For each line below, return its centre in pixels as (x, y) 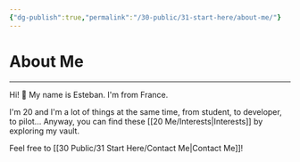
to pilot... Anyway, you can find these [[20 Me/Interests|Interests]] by (136, 121)
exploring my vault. (45, 131)
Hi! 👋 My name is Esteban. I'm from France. (89, 94)
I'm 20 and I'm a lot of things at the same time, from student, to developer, (146, 111)
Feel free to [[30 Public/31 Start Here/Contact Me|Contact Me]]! (126, 148)
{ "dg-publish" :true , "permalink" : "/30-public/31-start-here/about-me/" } (145, 17)
